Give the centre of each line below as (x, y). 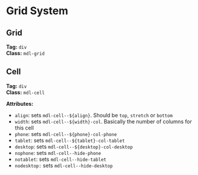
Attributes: (20, 103)
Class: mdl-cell (25, 92)
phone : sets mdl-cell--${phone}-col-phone (66, 134)
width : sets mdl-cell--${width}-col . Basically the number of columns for (103, 121)
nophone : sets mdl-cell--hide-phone (58, 153)
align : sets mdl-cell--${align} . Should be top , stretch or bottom (94, 115)
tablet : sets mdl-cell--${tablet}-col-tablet (70, 140)
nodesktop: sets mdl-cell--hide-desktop (64, 165)
